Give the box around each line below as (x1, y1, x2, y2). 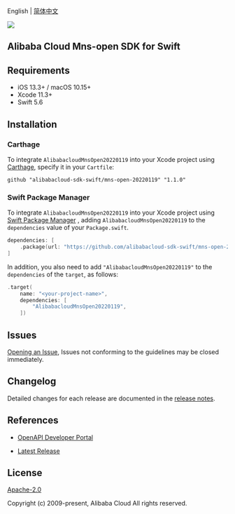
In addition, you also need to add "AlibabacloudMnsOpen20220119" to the (7, 262, 213, 271)
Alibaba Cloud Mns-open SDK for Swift (7, 41, 180, 53)
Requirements (7, 65, 70, 76)
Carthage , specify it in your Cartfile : (7, 163, 114, 171)
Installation (7, 119, 57, 130)
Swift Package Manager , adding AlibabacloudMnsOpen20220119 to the (7, 216, 206, 224)
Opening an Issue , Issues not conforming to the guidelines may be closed (7, 348, 219, 356)
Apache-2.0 (7, 485, 42, 494)
